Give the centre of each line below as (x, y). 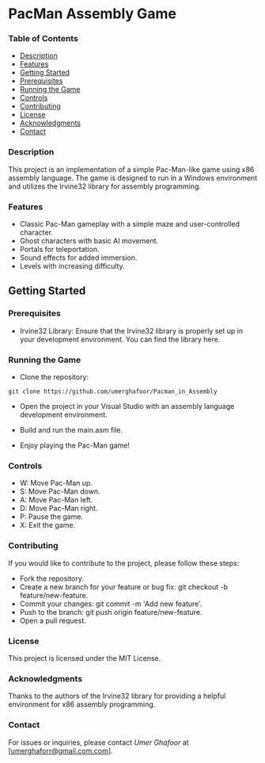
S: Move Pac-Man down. (60, 491)
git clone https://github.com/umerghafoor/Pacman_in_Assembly (113, 392)
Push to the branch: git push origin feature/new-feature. (111, 612)
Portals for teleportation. (59, 250)
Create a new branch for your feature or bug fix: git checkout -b (123, 586)
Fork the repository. (52, 578)
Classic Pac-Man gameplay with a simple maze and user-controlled (129, 224)
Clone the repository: (54, 377)
